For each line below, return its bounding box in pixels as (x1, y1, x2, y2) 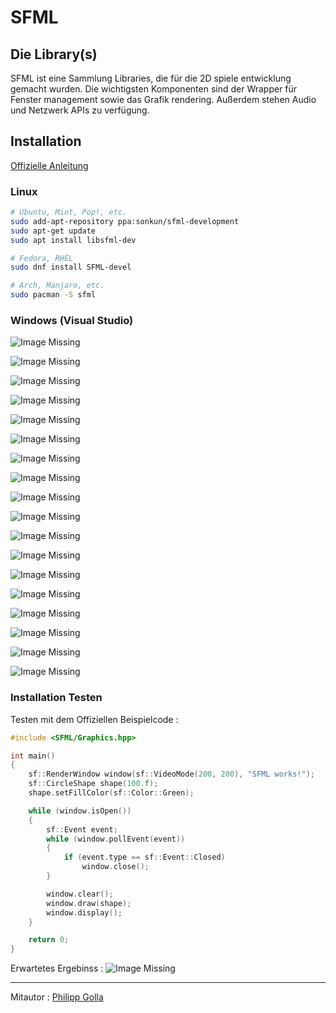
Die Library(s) (10, 46, 98, 63)
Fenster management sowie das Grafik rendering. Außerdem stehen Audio (10, 94, 317, 105)
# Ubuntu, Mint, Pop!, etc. (10, 207, 128, 218)
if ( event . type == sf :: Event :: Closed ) (63, 852, 226, 863)
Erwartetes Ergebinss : (10, 962, 104, 975)
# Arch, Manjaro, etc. (10, 281, 105, 291)
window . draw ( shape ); (46, 898, 132, 908)
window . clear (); (46, 889, 114, 899)
